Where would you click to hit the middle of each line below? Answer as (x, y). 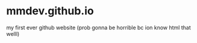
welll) (13, 33)
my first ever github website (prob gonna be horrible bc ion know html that (98, 27)
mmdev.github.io (50, 11)
